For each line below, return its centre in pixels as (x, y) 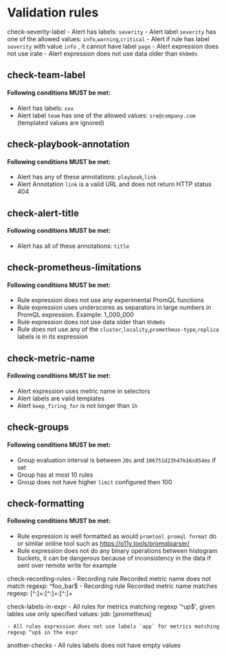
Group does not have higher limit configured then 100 (94, 482)
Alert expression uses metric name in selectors (83, 391)
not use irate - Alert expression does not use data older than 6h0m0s (102, 54)
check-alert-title (43, 213)
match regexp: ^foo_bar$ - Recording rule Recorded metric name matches (112, 586)
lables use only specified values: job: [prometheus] (79, 614)
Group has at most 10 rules (55, 475)
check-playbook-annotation (68, 144)
